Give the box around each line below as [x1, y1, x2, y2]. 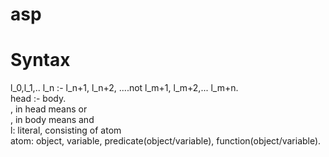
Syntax [10, 49, 71, 72]
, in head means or [10, 103, 88, 115]
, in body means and [10, 114, 95, 126]
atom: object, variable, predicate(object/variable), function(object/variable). [10, 135, 322, 147]
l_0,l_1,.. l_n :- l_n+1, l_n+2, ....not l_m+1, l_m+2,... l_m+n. [10, 82, 239, 94]
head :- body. [10, 93, 67, 105]
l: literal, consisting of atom [10, 124, 122, 137]
